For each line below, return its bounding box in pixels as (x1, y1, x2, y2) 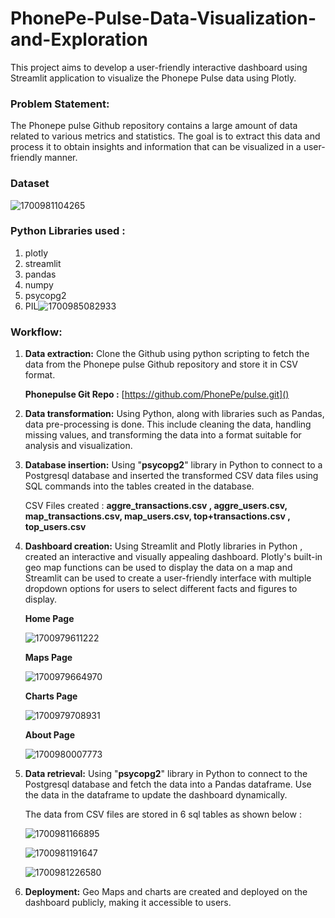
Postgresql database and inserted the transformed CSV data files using (24, 470, 319, 482)
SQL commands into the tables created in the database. (24, 480, 255, 492)
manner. (44, 152, 78, 164)
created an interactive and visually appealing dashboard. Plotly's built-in (24, 551, 323, 563)
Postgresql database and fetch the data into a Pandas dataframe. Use (24, 778, 312, 791)
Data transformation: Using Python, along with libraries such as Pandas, (24, 408, 325, 420)
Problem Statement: (10, 97, 110, 111)
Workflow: (10, 325, 63, 339)
